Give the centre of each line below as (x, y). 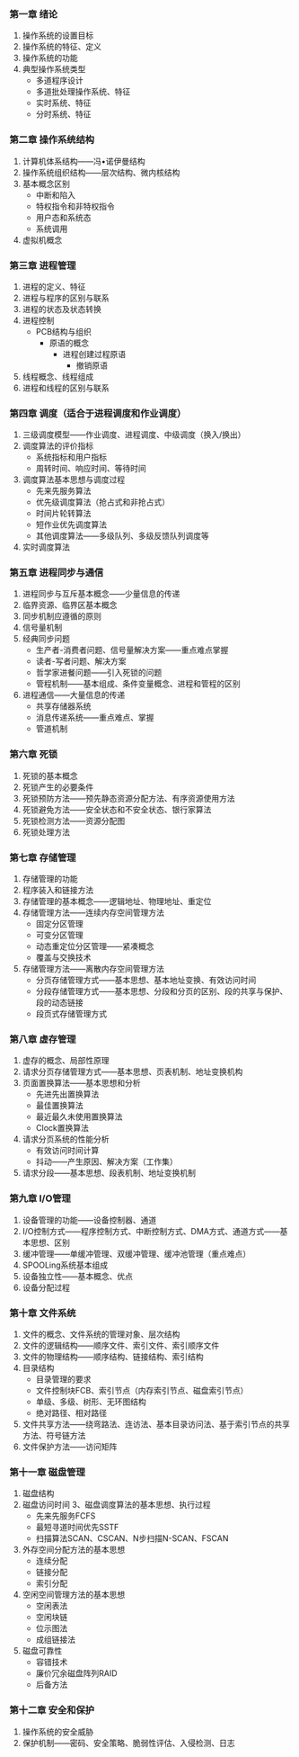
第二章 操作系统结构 (52, 139)
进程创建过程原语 (94, 354)
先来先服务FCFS (66, 1516)
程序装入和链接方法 (58, 890)
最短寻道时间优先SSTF (77, 1528)
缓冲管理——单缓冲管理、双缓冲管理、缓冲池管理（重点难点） (136, 1253)
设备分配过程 (46, 1287)
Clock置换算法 (62, 1128)
